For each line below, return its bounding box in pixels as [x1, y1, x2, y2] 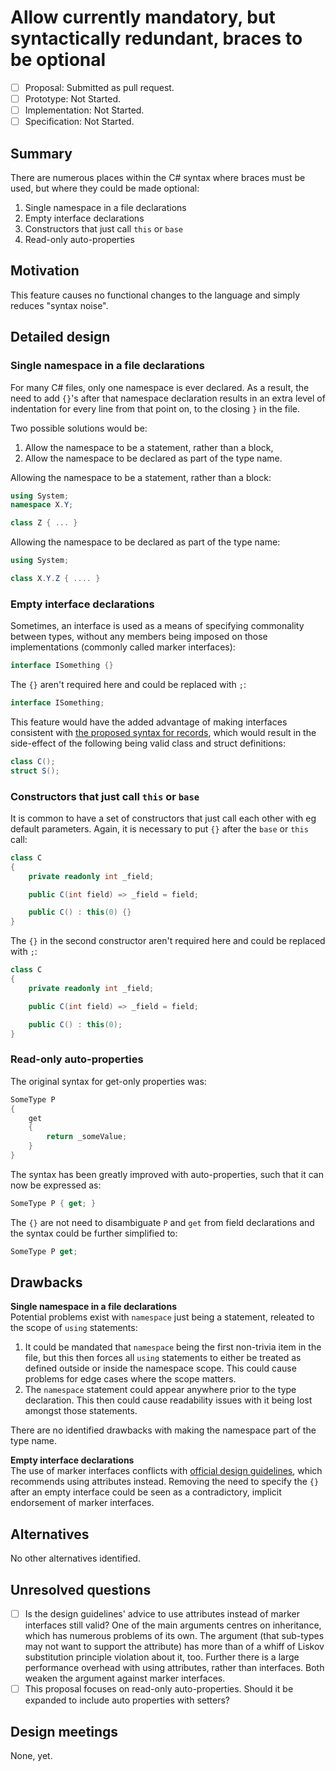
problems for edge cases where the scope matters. [24, 1373, 237, 1385]
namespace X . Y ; [10, 500, 74, 510]
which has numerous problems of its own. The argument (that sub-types [24, 1630, 325, 1642]
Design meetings [10, 1723, 119, 1740]
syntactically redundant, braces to [10, 27, 303, 50]
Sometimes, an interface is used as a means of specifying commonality [10, 620, 305, 632]
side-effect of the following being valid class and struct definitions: [10, 737, 286, 749]
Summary [10, 145, 73, 162]
